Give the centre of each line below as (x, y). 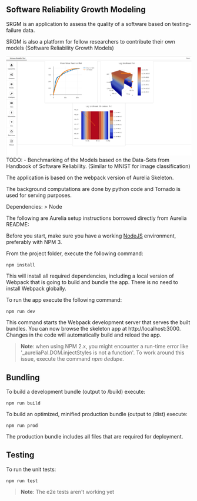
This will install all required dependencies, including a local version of (90, 276)
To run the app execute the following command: (64, 300)
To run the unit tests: (31, 469)
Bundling (23, 378)
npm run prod (22, 426)
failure (14, 30)
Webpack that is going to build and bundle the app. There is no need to (92, 282)
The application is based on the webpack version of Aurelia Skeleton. (90, 178)
